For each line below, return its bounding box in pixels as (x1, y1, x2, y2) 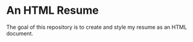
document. (6, 29, 33, 37)
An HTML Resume (6, 4, 99, 17)
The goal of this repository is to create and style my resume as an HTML (6, 23, 187, 31)
